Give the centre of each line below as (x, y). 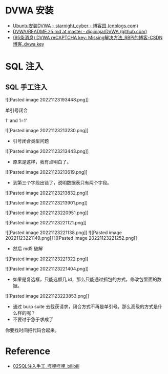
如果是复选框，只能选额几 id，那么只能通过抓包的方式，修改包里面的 (85, 279)
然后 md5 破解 (28, 248)
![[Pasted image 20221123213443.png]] (47, 151)
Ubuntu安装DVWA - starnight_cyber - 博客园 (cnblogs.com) (75, 26)
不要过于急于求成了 (33, 319)
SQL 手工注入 (26, 87)
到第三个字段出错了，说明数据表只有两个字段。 (62, 182)
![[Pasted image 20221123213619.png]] (47, 172)
